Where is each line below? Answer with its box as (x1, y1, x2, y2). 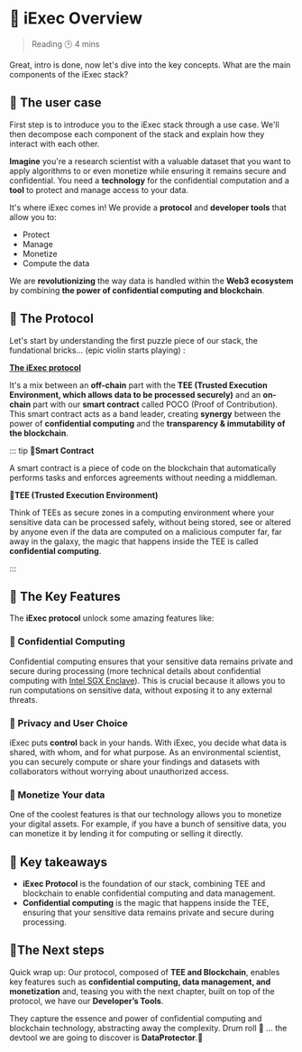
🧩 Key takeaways (9, 854, 108, 870)
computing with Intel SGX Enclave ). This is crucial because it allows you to (9, 675, 286, 686)
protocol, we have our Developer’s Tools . (9, 995, 164, 1006)
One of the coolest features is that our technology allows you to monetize (9, 809, 282, 820)
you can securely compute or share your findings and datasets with (9, 756, 261, 767)
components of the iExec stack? (9, 69, 129, 79)
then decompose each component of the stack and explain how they (9, 128, 265, 139)
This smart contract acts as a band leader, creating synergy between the (9, 408, 281, 419)
